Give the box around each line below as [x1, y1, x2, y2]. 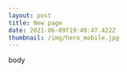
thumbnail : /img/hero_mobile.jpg [8, 33, 120, 42]
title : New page [8, 19, 62, 27]
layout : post [8, 11, 52, 20]
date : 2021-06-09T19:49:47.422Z [8, 26, 116, 34]
